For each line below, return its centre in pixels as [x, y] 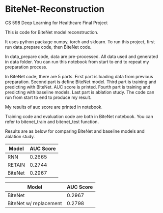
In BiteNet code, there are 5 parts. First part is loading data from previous [79, 76]
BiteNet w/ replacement [35, 203]
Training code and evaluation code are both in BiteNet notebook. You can [79, 116]
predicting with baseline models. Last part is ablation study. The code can [80, 92]
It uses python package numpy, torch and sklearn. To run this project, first [80, 42]
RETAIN [16, 165]
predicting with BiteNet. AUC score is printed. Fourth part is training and [78, 87]
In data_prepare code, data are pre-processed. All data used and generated [81, 56]
